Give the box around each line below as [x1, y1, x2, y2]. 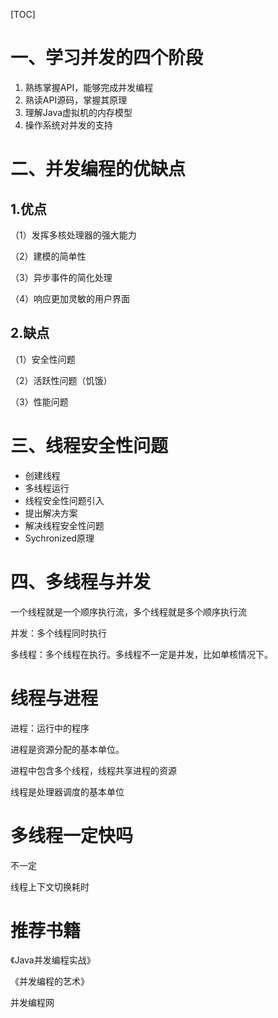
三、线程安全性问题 [10, 434, 169, 457]
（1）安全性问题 [10, 353, 76, 365]
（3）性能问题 [10, 395, 69, 408]
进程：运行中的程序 [10, 722, 90, 734]
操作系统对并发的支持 [24, 119, 113, 131]
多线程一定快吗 [10, 824, 134, 847]
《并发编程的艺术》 [10, 975, 90, 988]
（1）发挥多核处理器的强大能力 [10, 229, 137, 241]
